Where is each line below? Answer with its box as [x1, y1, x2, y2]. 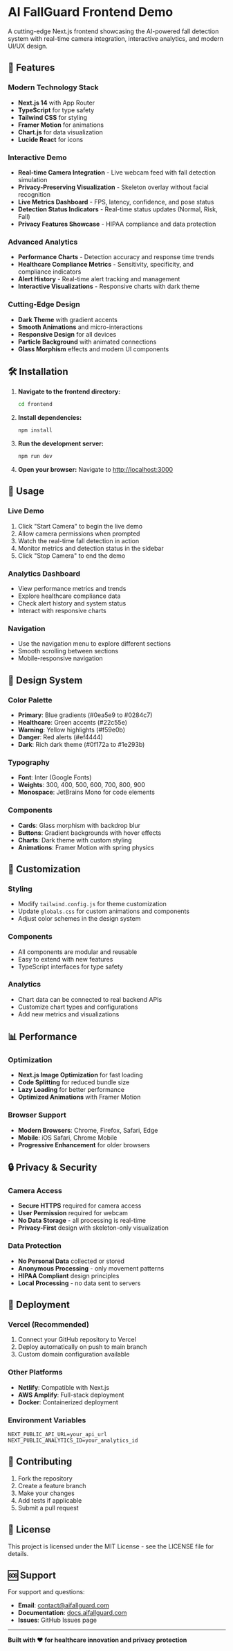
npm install [17, 427, 53, 434]
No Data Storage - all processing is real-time [17, 1217, 146, 1225]
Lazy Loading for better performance [17, 1086, 125, 1094]
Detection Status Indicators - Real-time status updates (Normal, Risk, [17, 205, 218, 213]
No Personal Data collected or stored [17, 1257, 125, 1265]
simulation [17, 175, 48, 184]
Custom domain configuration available [17, 1350, 130, 1359]
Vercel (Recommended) [8, 1320, 89, 1330]
